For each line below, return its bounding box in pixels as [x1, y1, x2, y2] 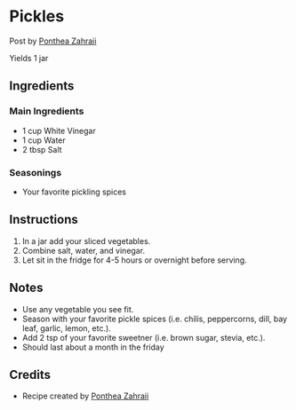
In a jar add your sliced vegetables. [21, 235, 151, 246]
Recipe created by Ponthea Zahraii [21, 390, 149, 401]
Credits [9, 367, 52, 382]
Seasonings [9, 166, 62, 178]
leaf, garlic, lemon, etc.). [21, 322, 111, 334]
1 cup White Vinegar [21, 125, 96, 136]
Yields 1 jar [9, 52, 49, 63]
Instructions [9, 212, 78, 227]
